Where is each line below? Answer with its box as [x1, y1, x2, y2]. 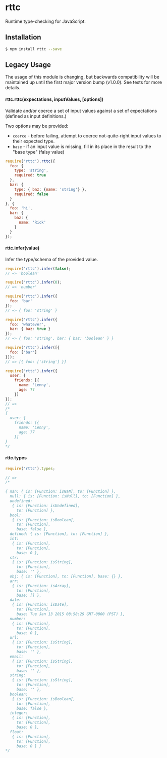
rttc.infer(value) [5, 245, 40, 251]
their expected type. [12, 138, 55, 144]
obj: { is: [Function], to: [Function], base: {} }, [10, 574, 123, 579]
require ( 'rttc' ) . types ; [5, 466, 55, 471]
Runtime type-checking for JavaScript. [5, 18, 86, 24]
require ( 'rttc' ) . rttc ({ [5, 159, 55, 164]
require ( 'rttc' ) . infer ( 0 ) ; [5, 280, 62, 285]
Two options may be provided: [5, 123, 69, 129]
